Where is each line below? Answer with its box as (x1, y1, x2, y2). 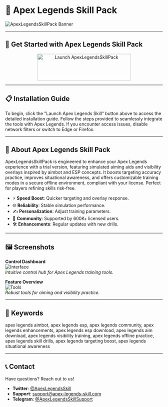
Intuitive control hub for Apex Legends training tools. (5, 269, 113, 275)
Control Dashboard (5, 258, 46, 264)
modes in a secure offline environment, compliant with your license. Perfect (5, 180, 161, 186)
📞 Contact (5, 362, 35, 371)
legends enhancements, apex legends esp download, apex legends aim (5, 327, 152, 333)
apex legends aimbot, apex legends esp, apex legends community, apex (5, 322, 154, 328)
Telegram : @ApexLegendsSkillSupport (12, 396, 93, 402)
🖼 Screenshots (5, 242, 55, 251)
